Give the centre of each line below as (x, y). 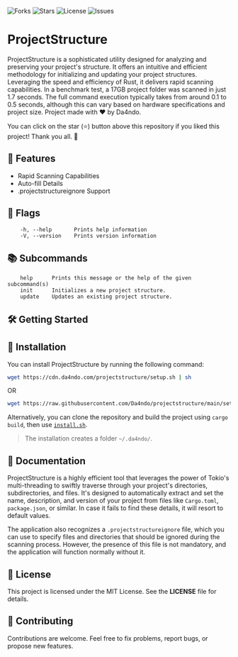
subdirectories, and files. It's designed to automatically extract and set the (116, 493)
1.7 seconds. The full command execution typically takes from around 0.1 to (117, 96)
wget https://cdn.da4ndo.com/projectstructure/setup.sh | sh (100, 377)
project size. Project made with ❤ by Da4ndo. (74, 112)
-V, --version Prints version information (89, 236)
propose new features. (40, 646)
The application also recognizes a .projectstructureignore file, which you (116, 529)
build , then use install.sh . (47, 425)
